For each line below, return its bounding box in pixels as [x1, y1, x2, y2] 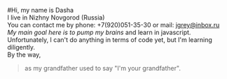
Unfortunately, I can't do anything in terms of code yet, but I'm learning [7, 36, 212, 44]
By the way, [7, 50, 41, 59]
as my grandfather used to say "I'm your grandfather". [24, 64, 181, 72]
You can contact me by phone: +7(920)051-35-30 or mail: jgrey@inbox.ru [7, 21, 220, 29]
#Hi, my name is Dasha [7, 6, 74, 14]
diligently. [7, 43, 36, 51]
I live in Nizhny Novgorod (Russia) [7, 13, 105, 22]
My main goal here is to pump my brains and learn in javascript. [7, 28, 191, 36]
